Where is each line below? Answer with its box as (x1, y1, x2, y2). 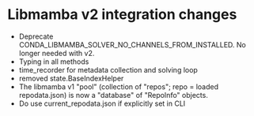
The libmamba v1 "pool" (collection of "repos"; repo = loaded (18, 81, 219, 92)
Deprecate (18, 32, 54, 41)
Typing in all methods (18, 57, 89, 66)
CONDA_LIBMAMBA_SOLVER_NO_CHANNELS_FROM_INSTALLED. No (18, 39, 246, 49)
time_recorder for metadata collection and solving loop (18, 65, 199, 74)
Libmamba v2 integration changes (7, 6, 237, 24)
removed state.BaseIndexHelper (18, 73, 124, 83)
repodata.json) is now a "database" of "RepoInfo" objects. (18, 90, 209, 99)
